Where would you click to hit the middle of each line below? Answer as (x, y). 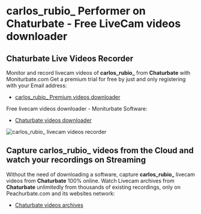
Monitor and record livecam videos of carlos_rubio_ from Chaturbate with (98, 73)
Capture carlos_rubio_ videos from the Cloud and (100, 151)
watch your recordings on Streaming (76, 160)
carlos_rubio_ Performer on (76, 11)
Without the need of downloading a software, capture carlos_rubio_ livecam (100, 174)
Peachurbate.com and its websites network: (61, 193)
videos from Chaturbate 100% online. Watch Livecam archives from (91, 181)
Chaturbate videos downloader (53, 120)
